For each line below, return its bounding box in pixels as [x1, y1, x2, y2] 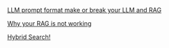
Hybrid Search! [7, 33, 51, 41]
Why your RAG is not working [7, 19, 92, 27]
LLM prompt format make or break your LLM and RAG [7, 6, 162, 14]
